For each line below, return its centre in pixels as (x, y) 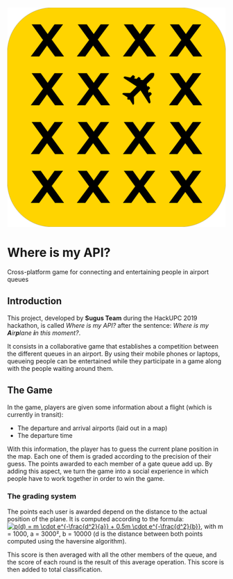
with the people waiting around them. (60, 368)
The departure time (45, 435)
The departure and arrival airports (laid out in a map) (92, 428)
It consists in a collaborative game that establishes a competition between (113, 346)
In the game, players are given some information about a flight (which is (110, 407)
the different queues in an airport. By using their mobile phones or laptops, (114, 354)
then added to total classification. (55, 569)
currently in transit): (35, 414)
